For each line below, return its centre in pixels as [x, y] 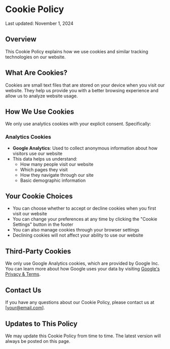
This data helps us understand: [45, 159]
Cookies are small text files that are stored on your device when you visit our [85, 85]
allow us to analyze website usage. [42, 96]
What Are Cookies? [36, 73]
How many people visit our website [57, 164]
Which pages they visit [44, 169]
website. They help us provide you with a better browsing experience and [82, 90]
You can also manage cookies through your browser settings [76, 230]
